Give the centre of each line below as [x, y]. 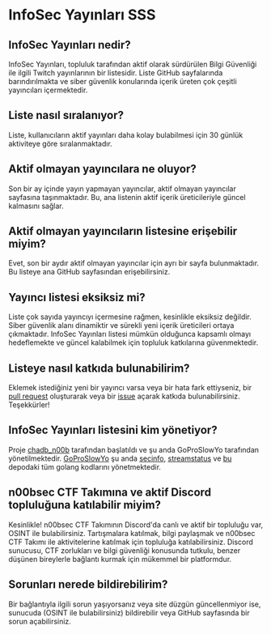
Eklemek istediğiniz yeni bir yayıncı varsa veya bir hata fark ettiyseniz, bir [130, 388]
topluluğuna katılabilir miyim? [85, 505]
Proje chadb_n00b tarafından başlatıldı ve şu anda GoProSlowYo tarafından [134, 449]
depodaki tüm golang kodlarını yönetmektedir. [85, 466]
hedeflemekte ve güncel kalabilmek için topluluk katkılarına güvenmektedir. [133, 343]
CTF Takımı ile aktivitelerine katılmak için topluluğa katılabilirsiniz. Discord [131, 542]
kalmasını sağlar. [36, 206]
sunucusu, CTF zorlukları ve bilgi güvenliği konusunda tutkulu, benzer [125, 550]
